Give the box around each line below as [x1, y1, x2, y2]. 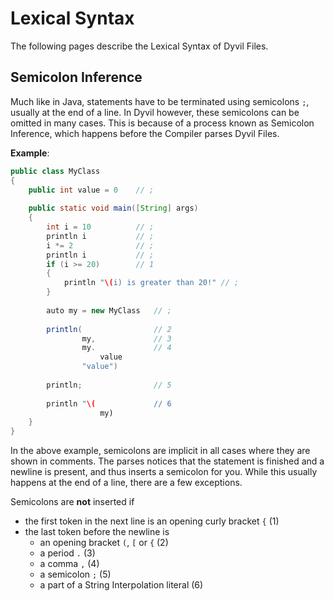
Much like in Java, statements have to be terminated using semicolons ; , [10, 95, 310, 107]
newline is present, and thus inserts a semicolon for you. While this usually [10, 466, 318, 478]
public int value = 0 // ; [28, 185, 155, 195]
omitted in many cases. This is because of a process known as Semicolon [10, 117, 315, 129]
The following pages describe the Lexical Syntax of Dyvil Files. [10, 40, 269, 52]
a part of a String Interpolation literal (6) [39, 579, 204, 591]
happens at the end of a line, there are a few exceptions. [10, 477, 243, 489]
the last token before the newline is [24, 526, 170, 538]
